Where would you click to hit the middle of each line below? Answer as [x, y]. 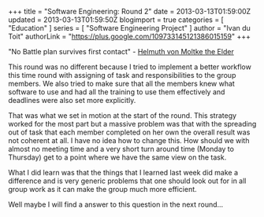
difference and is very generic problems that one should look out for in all [127, 181]
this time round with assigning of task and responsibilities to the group [122, 75]
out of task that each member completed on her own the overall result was [129, 132]
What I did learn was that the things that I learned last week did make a [123, 173]
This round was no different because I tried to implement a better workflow [130, 67]
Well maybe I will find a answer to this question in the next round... [116, 204]
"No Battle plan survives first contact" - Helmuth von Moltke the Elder [121, 51]
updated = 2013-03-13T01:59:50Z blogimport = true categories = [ [116, 20]
